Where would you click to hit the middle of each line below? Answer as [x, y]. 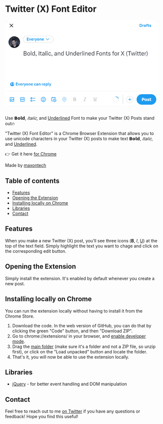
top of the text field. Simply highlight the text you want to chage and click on [82, 246]
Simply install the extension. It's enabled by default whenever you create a [80, 278]
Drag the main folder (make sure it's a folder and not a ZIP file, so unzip [84, 346]
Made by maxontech [26, 165]
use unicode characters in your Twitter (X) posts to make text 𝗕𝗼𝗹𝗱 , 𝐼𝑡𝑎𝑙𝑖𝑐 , [79, 139]
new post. [15, 284]
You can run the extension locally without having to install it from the [74, 311]
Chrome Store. [20, 316]
